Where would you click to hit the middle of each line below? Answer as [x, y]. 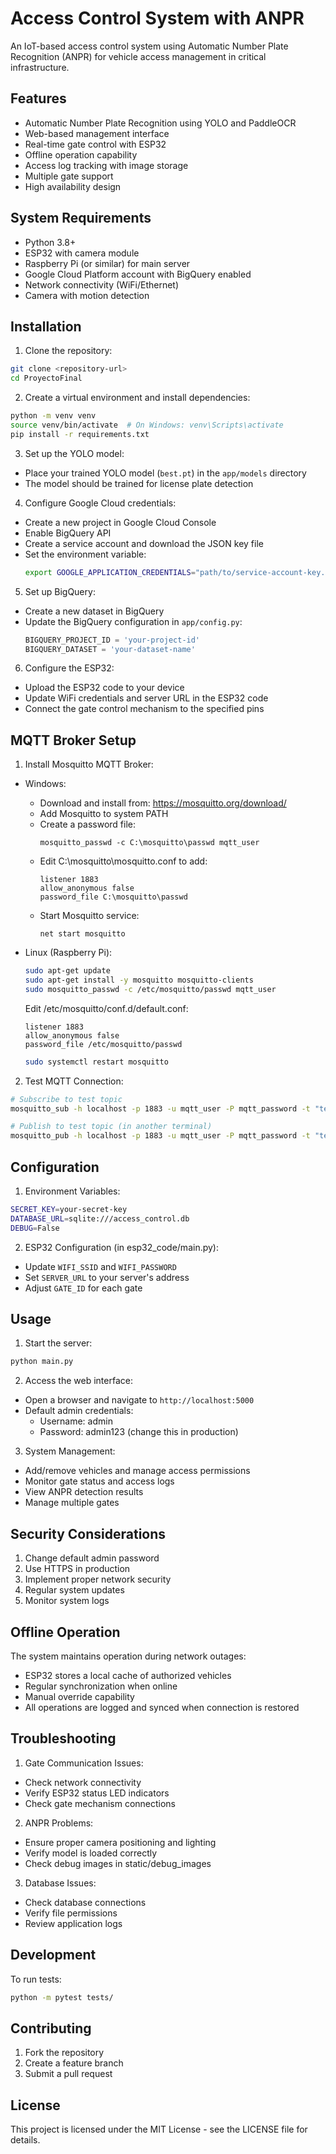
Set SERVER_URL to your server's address [107, 1277]
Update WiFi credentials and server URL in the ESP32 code [146, 698]
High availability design [73, 186]
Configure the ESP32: [69, 668]
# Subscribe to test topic [66, 1099]
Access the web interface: [78, 1381]
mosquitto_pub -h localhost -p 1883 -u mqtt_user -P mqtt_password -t [160, 1136]
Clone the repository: [68, 351]
